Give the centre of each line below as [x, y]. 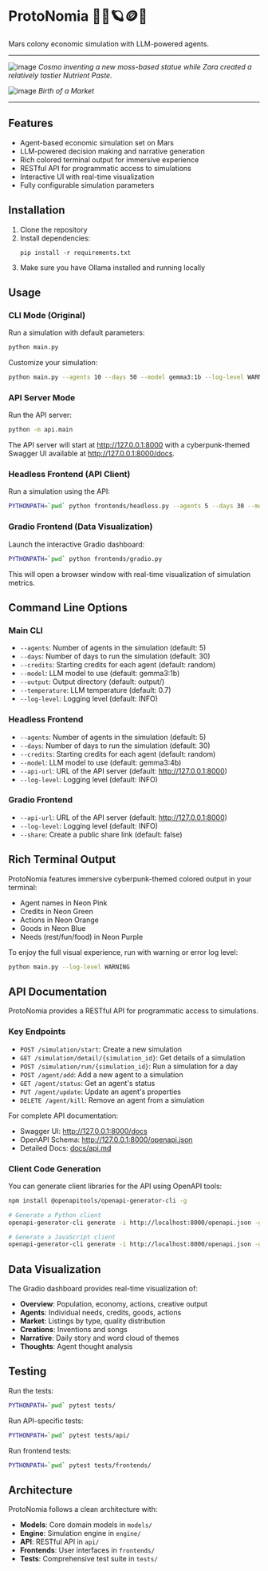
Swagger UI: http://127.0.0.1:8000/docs [83, 1131]
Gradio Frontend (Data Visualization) [81, 527]
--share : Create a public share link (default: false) [101, 834]
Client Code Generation [55, 1168]
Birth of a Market [66, 90]
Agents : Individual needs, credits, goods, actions [100, 1313]
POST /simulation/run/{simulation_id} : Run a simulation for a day [129, 1066]
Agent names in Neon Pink [63, 903]
